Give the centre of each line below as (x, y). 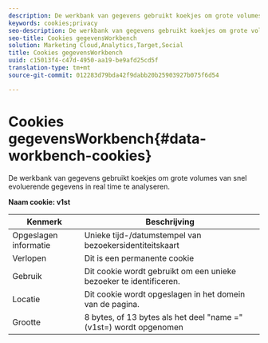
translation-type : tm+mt (49, 68)
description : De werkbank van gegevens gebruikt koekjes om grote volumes (135, 16)
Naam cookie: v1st (39, 201)
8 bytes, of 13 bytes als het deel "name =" (164, 317)
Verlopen (29, 258)
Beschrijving (170, 221)
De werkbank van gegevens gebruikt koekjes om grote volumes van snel (128, 177)
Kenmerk (44, 221)
